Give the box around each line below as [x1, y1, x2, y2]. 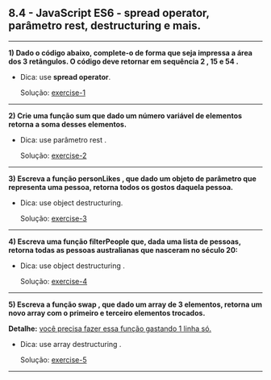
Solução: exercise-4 [19, 276, 88, 286]
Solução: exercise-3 [19, 213, 87, 223]
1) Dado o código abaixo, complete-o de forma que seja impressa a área [8, 47, 252, 57]
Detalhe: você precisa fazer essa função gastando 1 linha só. [8, 324, 212, 333]
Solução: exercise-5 [19, 354, 87, 365]
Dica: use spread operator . [19, 72, 111, 81]
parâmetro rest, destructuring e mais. [8, 19, 202, 33]
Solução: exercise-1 [19, 88, 86, 97]
